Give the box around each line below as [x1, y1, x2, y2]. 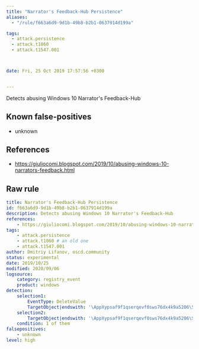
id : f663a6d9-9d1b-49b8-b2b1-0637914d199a [6, 205, 113, 211]
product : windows [17, 282, 60, 288]
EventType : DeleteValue [27, 299, 86, 305]
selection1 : [17, 293, 46, 299]
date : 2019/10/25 [6, 260, 49, 266]
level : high [6, 337, 36, 344]
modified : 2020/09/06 [6, 265, 60, 271]
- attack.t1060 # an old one [17, 238, 89, 244]
